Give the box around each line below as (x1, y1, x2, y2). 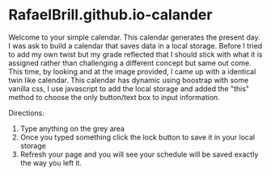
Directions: (8, 107, 44, 118)
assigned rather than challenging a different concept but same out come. (8, 58, 252, 68)
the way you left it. (19, 157, 83, 167)
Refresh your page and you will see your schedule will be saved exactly (19, 149, 259, 159)
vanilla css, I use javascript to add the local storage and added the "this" (8, 83, 249, 94)
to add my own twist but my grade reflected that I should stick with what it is (8, 49, 263, 59)
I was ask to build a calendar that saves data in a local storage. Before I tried (8, 40, 263, 50)
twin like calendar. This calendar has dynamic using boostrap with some (8, 75, 249, 85)
